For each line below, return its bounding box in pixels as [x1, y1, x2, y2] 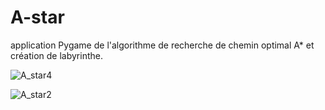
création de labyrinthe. [10, 49, 103, 61]
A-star [10, 6, 65, 29]
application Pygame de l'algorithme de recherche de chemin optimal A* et [10, 39, 315, 51]
